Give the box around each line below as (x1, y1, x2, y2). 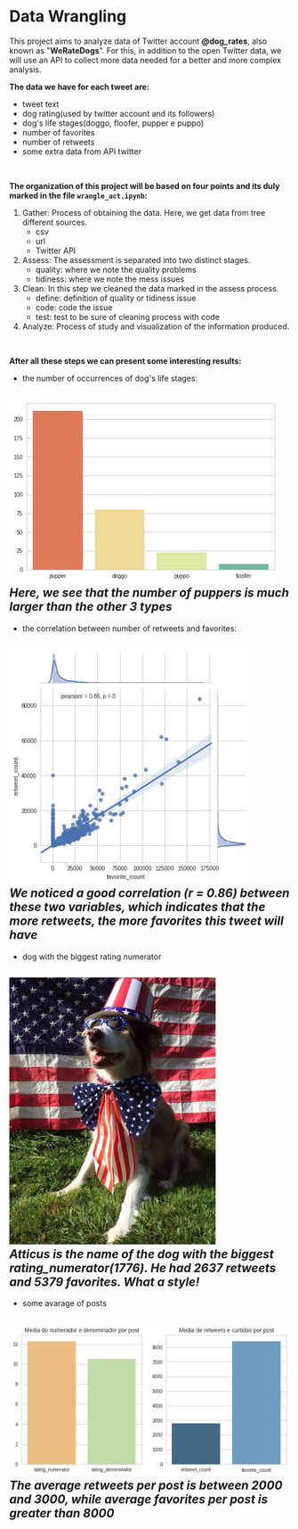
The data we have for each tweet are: (9, 81, 149, 92)
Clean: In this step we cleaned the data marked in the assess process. (21, 283, 279, 293)
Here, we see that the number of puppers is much (9, 586, 289, 601)
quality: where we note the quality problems (35, 264, 197, 275)
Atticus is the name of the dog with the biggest (9, 1246, 274, 1262)
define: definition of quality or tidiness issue (35, 292, 197, 303)
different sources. (21, 217, 88, 227)
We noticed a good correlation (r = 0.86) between (9, 885, 290, 901)
